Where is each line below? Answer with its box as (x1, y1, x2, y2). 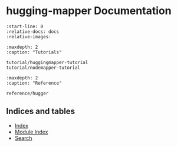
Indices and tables (6, 106, 76, 116)
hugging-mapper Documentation (6, 4, 172, 18)
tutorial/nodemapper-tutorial (6, 65, 81, 71)
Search (14, 134, 32, 142)
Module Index (14, 128, 48, 135)
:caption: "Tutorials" (6, 49, 62, 55)
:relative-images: (6, 34, 51, 39)
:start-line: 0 (6, 24, 44, 29)
